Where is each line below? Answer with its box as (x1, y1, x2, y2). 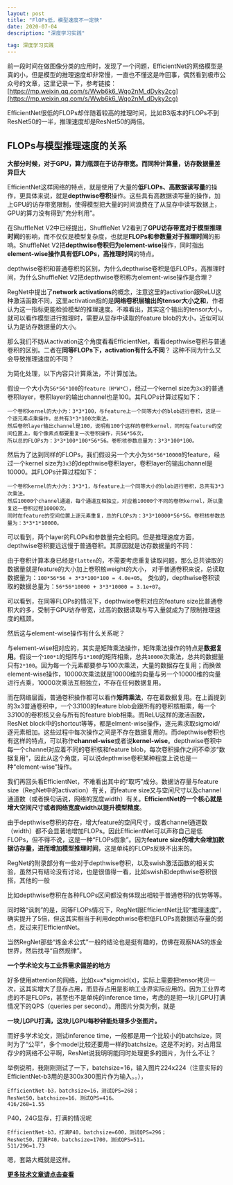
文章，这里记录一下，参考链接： (25, 79, 116, 87)
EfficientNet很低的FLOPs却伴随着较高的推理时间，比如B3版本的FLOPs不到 (7, 109, 220, 117)
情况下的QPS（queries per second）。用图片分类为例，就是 (7, 1002, 175, 1010)
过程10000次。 (33, 504, 69, 512)
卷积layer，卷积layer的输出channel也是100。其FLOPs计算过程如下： (7, 393, 202, 401)
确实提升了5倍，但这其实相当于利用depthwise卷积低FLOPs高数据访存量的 (7, 914, 217, 923)
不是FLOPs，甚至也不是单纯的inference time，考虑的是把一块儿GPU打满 (19, 993, 226, 1001)
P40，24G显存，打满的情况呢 (7, 1114, 92, 1122)
